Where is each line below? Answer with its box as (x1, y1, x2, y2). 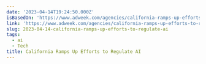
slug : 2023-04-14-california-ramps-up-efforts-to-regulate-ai (6, 26, 169, 32)
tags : (6, 32, 20, 38)
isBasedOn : (6, 15, 34, 21)
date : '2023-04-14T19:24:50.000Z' (6, 9, 95, 15)
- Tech (12, 43, 29, 49)
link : (6, 20, 20, 26)
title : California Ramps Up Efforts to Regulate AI (6, 49, 141, 55)
